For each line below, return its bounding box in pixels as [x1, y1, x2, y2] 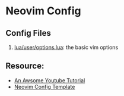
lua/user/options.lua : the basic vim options [14, 44, 119, 51]
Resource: [5, 61, 44, 71]
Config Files [5, 28, 51, 38]
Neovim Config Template [14, 83, 75, 90]
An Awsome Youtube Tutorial [14, 76, 85, 84]
